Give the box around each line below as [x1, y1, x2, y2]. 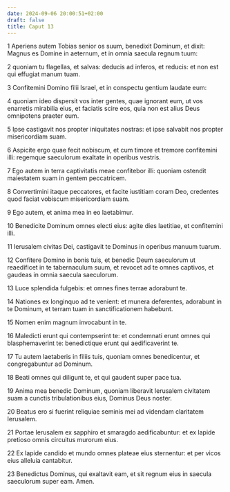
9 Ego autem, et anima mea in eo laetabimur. [7, 209, 134, 217]
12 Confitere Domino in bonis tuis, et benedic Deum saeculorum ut [7, 256, 195, 264]
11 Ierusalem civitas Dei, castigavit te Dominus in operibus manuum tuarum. [7, 243, 222, 251]
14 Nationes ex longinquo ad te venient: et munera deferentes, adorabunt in [7, 297, 222, 306]
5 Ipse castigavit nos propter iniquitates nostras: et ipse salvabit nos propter [7, 125, 224, 134]
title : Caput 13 [7, 23, 54, 30]
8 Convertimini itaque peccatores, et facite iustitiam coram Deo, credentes [7, 188, 219, 196]
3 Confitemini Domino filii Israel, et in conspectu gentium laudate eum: [7, 84, 207, 92]
